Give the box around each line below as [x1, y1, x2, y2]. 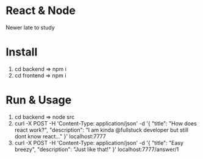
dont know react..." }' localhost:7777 [14, 132, 106, 140]
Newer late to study [5, 24, 55, 31]
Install [5, 45, 38, 59]
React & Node [5, 4, 76, 18]
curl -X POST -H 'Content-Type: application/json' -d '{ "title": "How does [14, 119, 198, 127]
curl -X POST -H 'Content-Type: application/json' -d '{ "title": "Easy [14, 139, 184, 146]
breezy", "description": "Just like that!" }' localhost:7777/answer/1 [14, 146, 179, 153]
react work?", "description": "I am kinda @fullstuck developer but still [14, 126, 188, 133]
